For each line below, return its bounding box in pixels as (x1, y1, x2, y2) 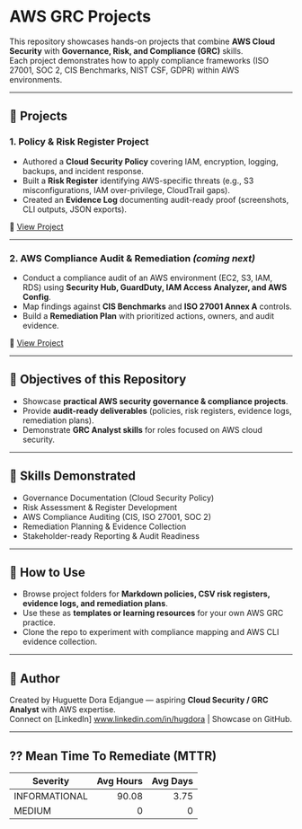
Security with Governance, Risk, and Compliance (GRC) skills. (9, 45, 244, 56)
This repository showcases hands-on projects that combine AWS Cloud (9, 36, 276, 47)
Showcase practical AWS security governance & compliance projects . (22, 395, 289, 406)
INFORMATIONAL (13, 789, 88, 802)
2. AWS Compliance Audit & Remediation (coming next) (9, 251, 256, 264)
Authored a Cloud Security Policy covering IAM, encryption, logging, (22, 155, 279, 167)
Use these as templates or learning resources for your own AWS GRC (22, 608, 284, 619)
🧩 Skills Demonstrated (9, 469, 137, 484)
